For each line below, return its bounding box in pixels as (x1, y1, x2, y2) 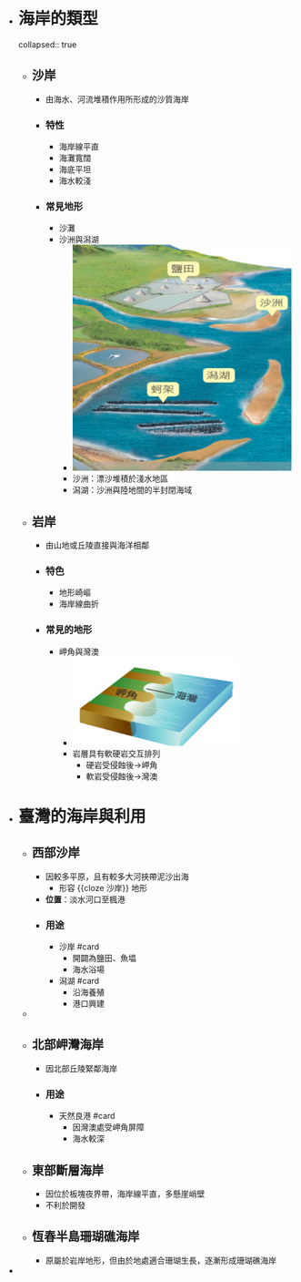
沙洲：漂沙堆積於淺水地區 (72, 473, 168, 484)
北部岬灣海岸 (31, 1037, 105, 1052)
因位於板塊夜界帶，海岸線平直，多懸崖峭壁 (45, 1188, 206, 1199)
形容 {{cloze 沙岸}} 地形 (58, 882, 148, 893)
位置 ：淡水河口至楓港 (45, 894, 125, 905)
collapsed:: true (17, 38, 77, 50)
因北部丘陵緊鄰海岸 (45, 1062, 118, 1073)
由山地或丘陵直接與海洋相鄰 (45, 539, 150, 551)
